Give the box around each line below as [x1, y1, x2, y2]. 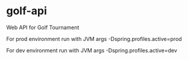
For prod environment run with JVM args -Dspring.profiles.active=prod [6, 35, 182, 42]
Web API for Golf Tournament [6, 24, 80, 31]
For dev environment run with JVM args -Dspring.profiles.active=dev [6, 46, 178, 54]
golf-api [6, 4, 47, 18]
